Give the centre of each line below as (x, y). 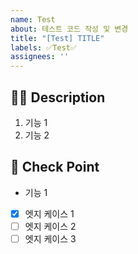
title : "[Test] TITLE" (57, 38)
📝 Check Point (55, 167)
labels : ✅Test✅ (44, 47)
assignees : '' (40, 57)
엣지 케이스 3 (50, 238)
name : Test (33, 19)
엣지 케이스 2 (50, 226)
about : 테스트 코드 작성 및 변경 (69, 29)
